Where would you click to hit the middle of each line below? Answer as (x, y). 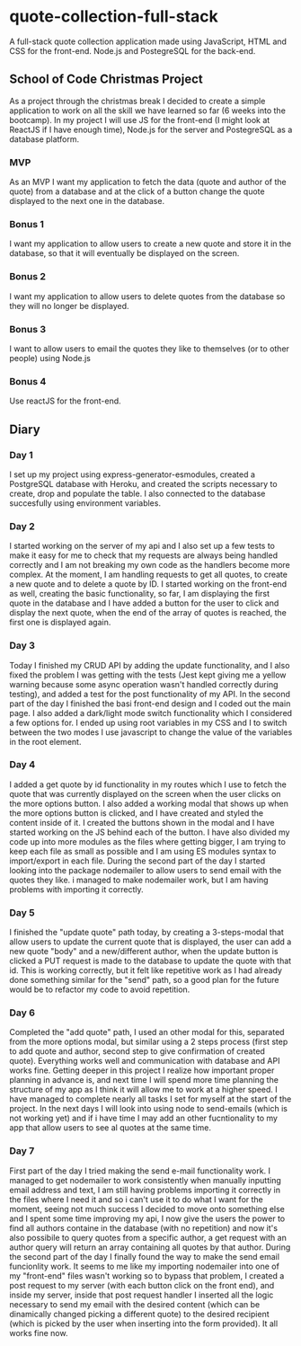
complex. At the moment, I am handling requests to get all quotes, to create (148, 575)
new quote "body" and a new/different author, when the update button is (144, 952)
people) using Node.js (50, 358)
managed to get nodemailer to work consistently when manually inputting (145, 1180)
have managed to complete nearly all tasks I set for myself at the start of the (150, 1099)
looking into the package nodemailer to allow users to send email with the (146, 870)
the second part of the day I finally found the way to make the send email (145, 1256)
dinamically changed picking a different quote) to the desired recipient (139, 1314)
